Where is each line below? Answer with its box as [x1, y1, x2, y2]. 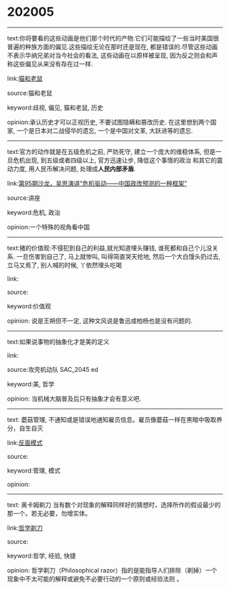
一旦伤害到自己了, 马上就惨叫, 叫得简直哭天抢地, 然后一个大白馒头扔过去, [16, 252, 220, 260]
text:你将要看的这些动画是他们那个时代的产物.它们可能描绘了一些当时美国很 [7, 34, 219, 42]
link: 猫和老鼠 [7, 74, 43, 82]
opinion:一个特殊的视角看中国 [7, 223, 90, 231]
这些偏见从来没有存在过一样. [12, 60, 94, 68]
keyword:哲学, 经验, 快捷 [7, 551, 77, 560]
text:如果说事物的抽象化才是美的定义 [7, 337, 110, 346]
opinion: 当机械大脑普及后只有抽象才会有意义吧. [7, 394, 142, 403]
